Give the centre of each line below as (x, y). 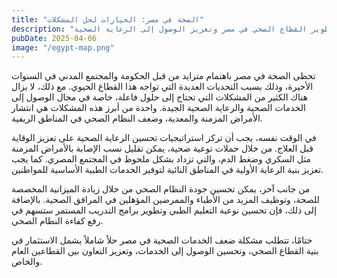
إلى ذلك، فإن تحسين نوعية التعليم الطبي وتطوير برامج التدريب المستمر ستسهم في (164, 210)
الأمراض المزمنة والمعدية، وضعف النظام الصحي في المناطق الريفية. (137, 118)
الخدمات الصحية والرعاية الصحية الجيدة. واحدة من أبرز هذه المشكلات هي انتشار (158, 108)
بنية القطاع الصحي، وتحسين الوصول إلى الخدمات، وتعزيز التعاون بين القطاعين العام (165, 251)
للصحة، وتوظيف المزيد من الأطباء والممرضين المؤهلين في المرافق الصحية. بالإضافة (165, 200)
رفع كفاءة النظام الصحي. (57, 221)
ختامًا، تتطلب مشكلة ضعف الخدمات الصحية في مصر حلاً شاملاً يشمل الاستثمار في (162, 240)
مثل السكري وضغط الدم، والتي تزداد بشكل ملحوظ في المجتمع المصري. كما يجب (161, 159)
